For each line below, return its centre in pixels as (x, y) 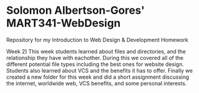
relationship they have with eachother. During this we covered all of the (95, 58)
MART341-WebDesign (64, 23)
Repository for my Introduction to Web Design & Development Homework (97, 40)
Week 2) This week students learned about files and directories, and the (96, 51)
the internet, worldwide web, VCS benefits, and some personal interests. (96, 83)
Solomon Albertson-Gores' (76, 10)
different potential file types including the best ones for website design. (95, 64)
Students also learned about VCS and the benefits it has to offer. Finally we (99, 70)
